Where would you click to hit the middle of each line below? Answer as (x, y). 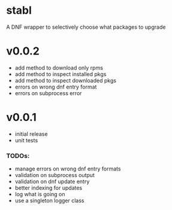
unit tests (26, 140)
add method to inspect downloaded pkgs (66, 80)
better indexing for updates (49, 188)
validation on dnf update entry (52, 182)
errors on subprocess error (48, 93)
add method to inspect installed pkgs (61, 74)
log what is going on (40, 194)
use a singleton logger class (49, 200)
